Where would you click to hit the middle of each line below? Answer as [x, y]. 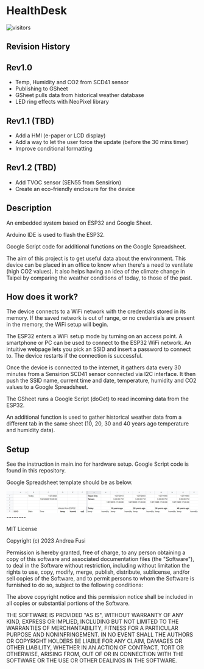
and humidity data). [31, 430]
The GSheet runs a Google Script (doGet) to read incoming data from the [97, 399]
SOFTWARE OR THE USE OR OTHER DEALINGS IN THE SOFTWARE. [92, 660]
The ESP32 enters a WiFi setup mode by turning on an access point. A [94, 336]
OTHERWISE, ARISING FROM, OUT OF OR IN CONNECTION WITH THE [95, 654]
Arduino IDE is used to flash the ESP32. [56, 234]
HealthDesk [37, 11]
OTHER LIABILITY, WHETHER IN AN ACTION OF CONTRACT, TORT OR [95, 647]
